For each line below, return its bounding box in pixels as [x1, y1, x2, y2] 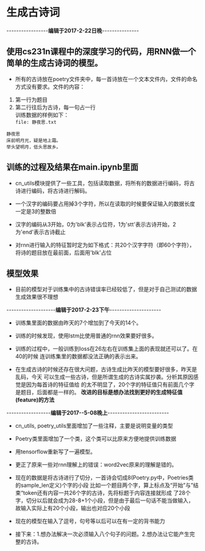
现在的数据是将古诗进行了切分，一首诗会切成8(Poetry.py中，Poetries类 [15, 474, 194, 481]
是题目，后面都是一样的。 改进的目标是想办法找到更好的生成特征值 [15, 389, 183, 396]
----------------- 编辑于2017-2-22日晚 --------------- [6, 27, 139, 34]
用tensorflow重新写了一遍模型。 [15, 448, 96, 455]
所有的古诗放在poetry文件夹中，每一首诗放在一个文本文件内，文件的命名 [15, 75, 198, 82]
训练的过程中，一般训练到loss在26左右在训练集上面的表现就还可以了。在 [15, 345, 198, 353]
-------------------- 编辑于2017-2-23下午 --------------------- [6, 306, 162, 314]
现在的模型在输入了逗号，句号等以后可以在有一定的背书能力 [15, 517, 165, 525]
